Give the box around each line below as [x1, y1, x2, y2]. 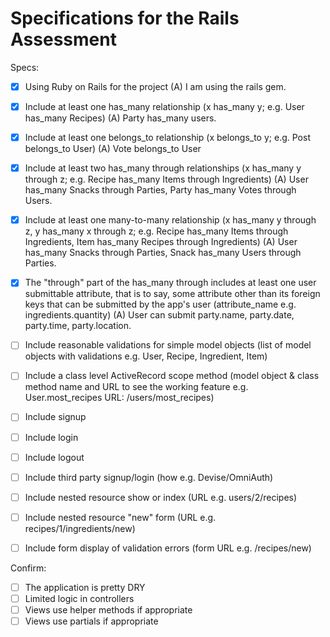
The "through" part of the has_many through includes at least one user [24, 277, 317, 289]
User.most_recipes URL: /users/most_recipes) [24, 392, 215, 404]
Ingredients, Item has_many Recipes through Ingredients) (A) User [24, 236, 298, 248]
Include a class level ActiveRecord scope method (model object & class [24, 370, 320, 382]
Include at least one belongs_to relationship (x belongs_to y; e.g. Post [24, 132, 311, 144]
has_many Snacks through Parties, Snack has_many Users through [24, 247, 302, 259]
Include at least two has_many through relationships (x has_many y [24, 162, 302, 174]
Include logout [24, 451, 85, 463]
